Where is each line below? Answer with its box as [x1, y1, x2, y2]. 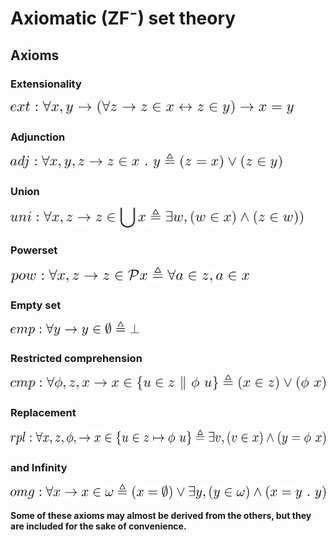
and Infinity [10, 460, 68, 474]
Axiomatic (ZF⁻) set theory [10, 7, 237, 30]
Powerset [10, 243, 58, 257]
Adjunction [10, 130, 66, 144]
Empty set [10, 298, 62, 312]
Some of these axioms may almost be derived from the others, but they [10, 509, 312, 521]
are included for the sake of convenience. [10, 520, 187, 532]
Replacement [10, 406, 77, 420]
